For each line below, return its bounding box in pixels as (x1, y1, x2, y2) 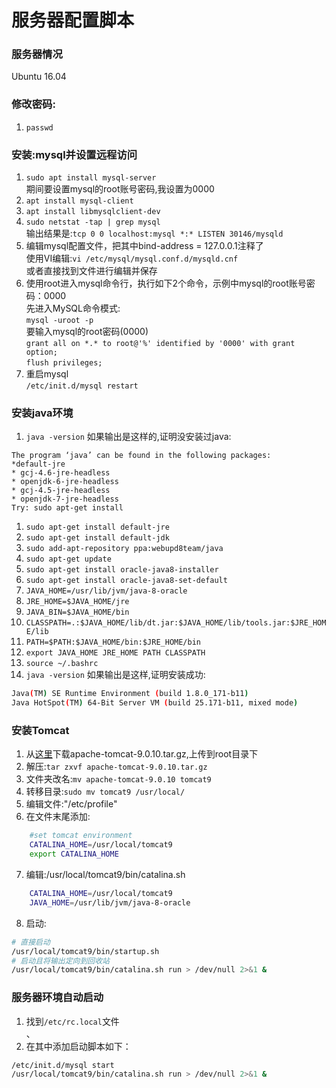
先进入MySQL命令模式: (25, 302, 121, 315)
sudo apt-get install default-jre (25, 522, 170, 533)
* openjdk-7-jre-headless (11, 494, 119, 505)
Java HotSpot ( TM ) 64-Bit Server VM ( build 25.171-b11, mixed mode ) (11, 698, 299, 708)
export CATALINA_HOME (29, 849, 119, 860)
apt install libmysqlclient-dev (25, 207, 161, 217)
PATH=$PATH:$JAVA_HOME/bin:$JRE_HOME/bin (25, 637, 201, 648)
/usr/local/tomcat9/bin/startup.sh (11, 946, 160, 956)
